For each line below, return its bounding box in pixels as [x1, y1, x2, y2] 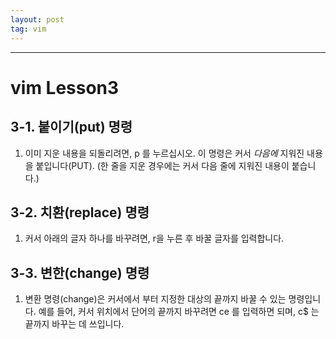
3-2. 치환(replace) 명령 [10, 204, 150, 221]
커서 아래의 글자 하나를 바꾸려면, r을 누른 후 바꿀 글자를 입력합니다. [24, 232, 285, 245]
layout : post [10, 14, 65, 25]
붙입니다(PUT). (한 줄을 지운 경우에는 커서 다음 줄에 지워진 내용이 [35, 159, 290, 171]
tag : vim [10, 24, 47, 34]
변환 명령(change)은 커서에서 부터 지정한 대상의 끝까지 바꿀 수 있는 [24, 293, 287, 305]
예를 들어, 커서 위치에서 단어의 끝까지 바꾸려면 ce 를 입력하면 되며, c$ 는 [38, 306, 320, 318]
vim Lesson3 [10, 76, 120, 99]
